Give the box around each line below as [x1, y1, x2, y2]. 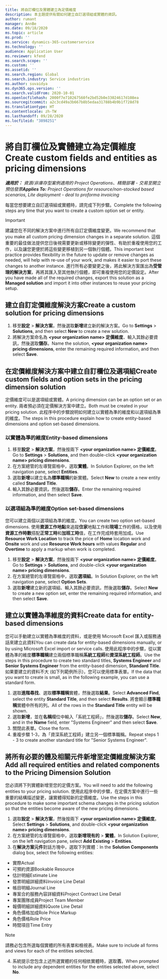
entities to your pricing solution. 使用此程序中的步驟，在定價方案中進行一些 [5, 788, 158, 794]
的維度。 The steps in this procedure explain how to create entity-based [5, 415, 152, 421]
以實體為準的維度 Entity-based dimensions [5, 434, 108, 441]
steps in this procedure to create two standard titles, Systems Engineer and [5, 657, 161, 663]
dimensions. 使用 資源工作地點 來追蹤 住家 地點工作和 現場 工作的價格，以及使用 [5, 523, 162, 530]
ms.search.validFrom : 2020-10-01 [5, 91, 75, 96]
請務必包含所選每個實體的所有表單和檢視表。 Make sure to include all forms [5, 942, 159, 948]
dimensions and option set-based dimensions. [5, 421, 100, 427]
